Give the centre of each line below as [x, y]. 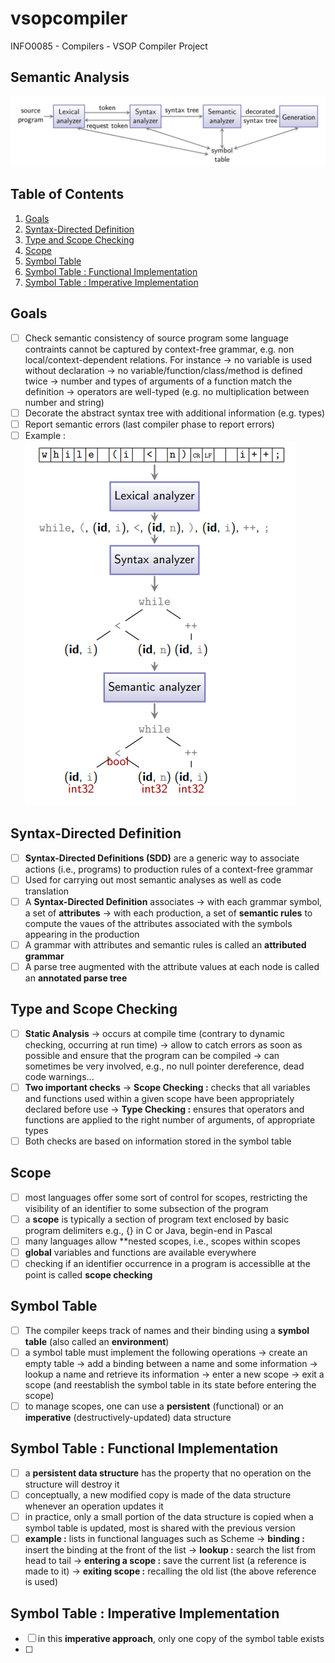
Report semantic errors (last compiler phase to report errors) [149, 424]
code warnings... [59, 1076]
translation [47, 891]
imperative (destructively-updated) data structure [128, 1418]
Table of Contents [67, 194]
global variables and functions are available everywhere [140, 1252]
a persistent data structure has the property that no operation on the [168, 1473]
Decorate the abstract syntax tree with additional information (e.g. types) [175, 413]
